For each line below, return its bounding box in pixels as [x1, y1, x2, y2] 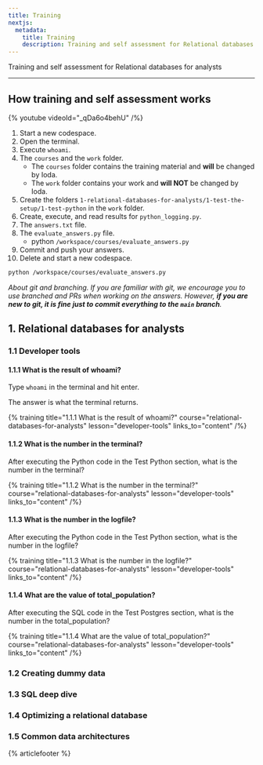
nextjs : [8, 19, 34, 27]
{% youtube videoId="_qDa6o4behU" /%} [8, 113, 143, 122]
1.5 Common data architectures [8, 730, 131, 741]
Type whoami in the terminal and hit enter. [8, 382, 139, 392]
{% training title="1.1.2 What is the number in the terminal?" [8, 480, 199, 490]
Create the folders [19, 195, 78, 204]
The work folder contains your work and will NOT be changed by [31, 178, 239, 188]
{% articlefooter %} [8, 749, 71, 758]
